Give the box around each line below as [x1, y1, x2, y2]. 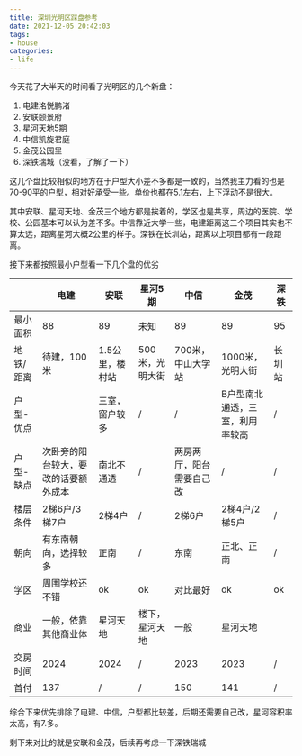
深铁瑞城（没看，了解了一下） [22, 157, 133, 167]
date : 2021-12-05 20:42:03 [9, 22, 111, 31]
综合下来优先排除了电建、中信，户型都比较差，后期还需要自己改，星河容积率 [9, 706, 293, 717]
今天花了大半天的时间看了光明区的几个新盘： [9, 81, 175, 91]
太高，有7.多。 [9, 718, 63, 728]
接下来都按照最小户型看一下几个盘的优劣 [9, 259, 159, 269]
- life [9, 55, 34, 64]
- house [9, 38, 39, 48]
